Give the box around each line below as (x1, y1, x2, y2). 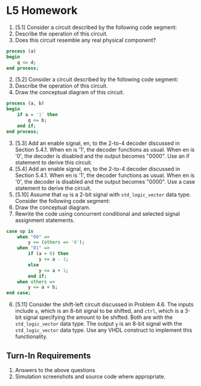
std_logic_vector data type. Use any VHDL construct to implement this (14, 327, 193, 334)
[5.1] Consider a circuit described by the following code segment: (14, 24, 177, 31)
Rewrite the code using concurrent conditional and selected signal (14, 210, 180, 217)
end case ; (6, 290, 31, 296)
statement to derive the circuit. (14, 184, 92, 191)
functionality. (14, 333, 48, 340)
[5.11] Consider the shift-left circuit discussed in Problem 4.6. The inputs (14, 301, 194, 308)
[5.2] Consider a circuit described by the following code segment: (14, 76, 179, 83)
